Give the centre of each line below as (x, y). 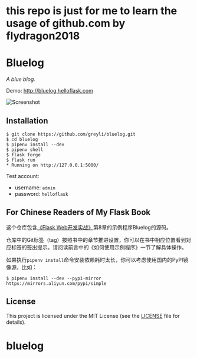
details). (16, 322)
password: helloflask (41, 193)
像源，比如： (22, 267)
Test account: (23, 176)
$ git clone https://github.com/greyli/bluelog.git (71, 134)
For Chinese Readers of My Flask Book (78, 213)
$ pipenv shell (25, 150)
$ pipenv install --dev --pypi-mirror (54, 278)
